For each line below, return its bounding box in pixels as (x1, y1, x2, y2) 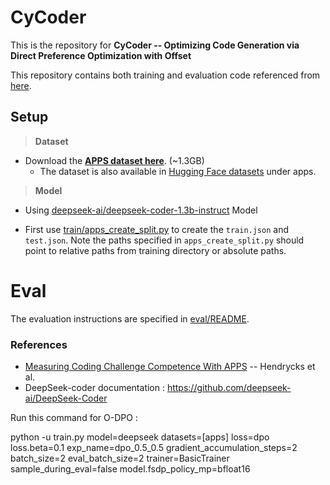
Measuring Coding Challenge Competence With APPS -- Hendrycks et (24, 360, 316, 372)
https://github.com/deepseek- (166, 381, 292, 393)
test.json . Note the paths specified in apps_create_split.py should (24, 234, 305, 246)
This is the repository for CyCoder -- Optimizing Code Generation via (10, 39, 300, 51)
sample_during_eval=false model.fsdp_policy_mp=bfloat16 (10, 462, 251, 475)
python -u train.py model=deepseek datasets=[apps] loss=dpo (10, 431, 270, 443)
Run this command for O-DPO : (10, 411, 138, 423)
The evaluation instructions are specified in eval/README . (10, 312, 250, 325)
